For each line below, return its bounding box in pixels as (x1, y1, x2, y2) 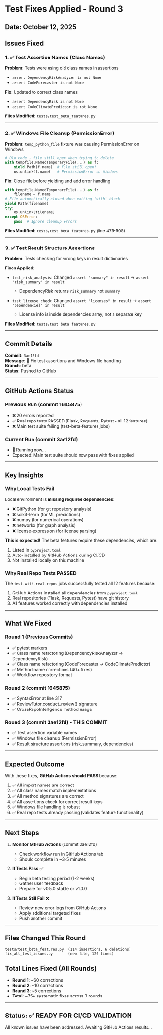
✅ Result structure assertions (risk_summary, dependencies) (12, 741, 134, 747)
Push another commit (19, 915, 63, 921)
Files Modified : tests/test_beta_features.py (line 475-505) (5, 228, 125, 234)
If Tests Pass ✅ (12, 866, 44, 872)
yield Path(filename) (5, 201, 49, 206)
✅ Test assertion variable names (12, 730, 77, 736)
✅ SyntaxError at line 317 (12, 695, 62, 701)
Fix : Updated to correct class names (5, 89, 78, 95)
